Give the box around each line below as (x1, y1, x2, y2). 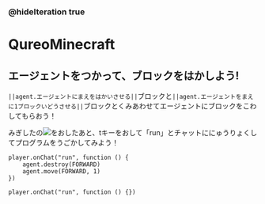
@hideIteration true (8, 6, 85, 17)
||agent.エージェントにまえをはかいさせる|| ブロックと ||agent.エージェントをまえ (8, 91, 254, 100)
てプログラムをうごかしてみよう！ (8, 138, 119, 147)
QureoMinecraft (8, 36, 115, 54)
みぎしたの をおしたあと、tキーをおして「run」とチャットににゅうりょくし (8, 127, 258, 137)
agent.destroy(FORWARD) (22, 161, 101, 168)
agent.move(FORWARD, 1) (22, 167, 101, 176)
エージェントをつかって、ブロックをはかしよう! (8, 69, 240, 82)
